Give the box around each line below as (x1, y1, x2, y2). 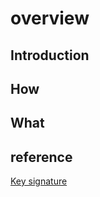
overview (10, 7, 90, 30)
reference (10, 148, 73, 166)
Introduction (10, 47, 90, 64)
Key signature (10, 175, 68, 187)
